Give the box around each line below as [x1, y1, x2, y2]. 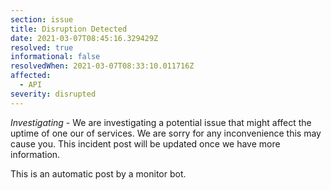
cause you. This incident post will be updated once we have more [10, 137, 281, 150]
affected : [10, 71, 52, 81]
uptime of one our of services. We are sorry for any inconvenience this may [10, 127, 322, 139]
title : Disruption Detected [10, 24, 128, 34]
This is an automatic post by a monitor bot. [10, 167, 187, 180]
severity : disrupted [10, 89, 97, 99]
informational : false [10, 52, 101, 62]
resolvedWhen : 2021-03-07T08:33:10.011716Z [10, 61, 195, 71]
